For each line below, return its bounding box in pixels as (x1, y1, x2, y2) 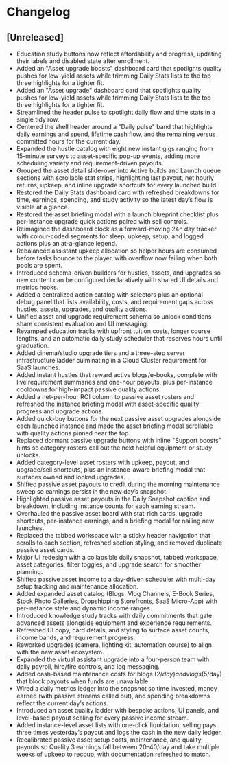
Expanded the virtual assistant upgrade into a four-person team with (16, 655, 210, 663)
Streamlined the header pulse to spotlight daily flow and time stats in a (16, 108, 215, 116)
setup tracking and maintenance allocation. (16, 582, 138, 591)
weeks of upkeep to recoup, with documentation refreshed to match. (16, 750, 211, 758)
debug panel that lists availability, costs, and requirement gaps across (16, 298, 214, 306)
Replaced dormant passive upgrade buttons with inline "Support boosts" (16, 437, 222, 444)
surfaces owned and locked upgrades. (16, 473, 125, 481)
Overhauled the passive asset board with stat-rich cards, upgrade (16, 510, 203, 517)
